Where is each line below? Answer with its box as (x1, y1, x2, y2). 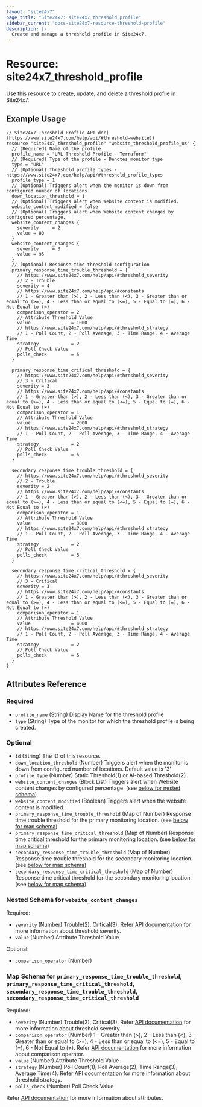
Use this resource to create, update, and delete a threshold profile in (6, 90, 176, 97)
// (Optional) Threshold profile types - (11, 166, 118, 172)
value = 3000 (17, 520, 87, 526)
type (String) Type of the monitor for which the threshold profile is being (14, 717, 194, 724)
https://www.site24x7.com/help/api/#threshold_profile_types (6, 172, 163, 178)
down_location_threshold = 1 (11, 193, 85, 199)
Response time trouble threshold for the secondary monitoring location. (14, 854, 193, 862)
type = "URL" (11, 161, 45, 168)
